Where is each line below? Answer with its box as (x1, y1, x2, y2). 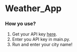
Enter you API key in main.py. (12, 36, 70, 42)
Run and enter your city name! (12, 42, 73, 48)
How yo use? (5, 20, 36, 27)
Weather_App (5, 3, 62, 14)
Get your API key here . (12, 31, 57, 37)
